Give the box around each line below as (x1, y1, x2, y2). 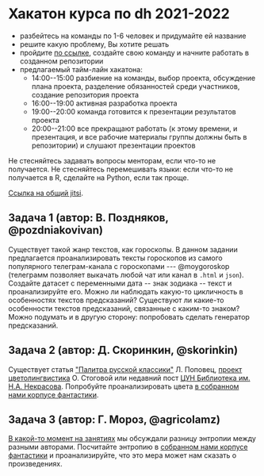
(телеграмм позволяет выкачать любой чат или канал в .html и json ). (8, 270, 244, 279)
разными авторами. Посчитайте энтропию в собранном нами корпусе (8, 442, 248, 452)
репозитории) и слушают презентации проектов (31, 140, 196, 150)
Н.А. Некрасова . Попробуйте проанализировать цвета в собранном (8, 382, 239, 391)
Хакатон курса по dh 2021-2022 (8, 5, 230, 23)
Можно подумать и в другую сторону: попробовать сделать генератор (8, 312, 250, 321)
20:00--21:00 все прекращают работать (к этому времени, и (31, 124, 238, 133)
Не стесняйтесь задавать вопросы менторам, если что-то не (8, 155, 216, 165)
